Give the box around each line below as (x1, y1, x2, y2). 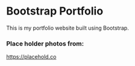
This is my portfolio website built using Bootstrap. (6, 24, 130, 31)
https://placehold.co (6, 53, 57, 61)
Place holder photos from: (6, 39, 84, 48)
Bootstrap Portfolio (6, 4, 104, 18)
